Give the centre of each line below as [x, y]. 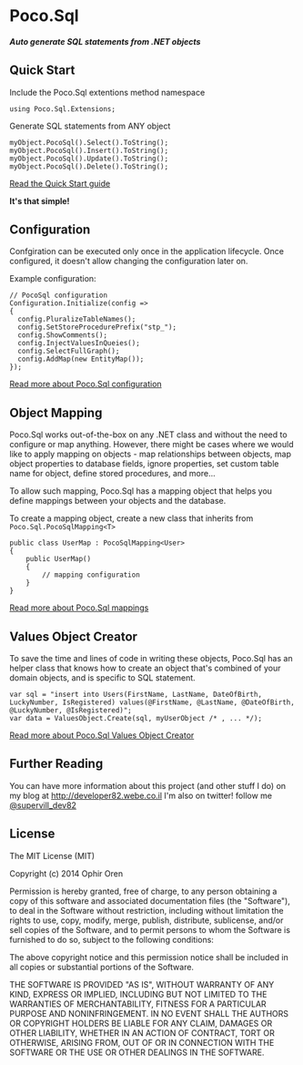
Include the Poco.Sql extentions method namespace [107, 92]
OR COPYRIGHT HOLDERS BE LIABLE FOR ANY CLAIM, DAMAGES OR [141, 1023]
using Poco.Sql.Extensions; [63, 109]
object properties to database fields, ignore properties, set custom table [144, 464]
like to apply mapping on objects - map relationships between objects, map [150, 454]
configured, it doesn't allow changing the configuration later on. [129, 261]
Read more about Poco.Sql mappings [79, 608]
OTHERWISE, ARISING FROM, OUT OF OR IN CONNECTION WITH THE [142, 1042]
